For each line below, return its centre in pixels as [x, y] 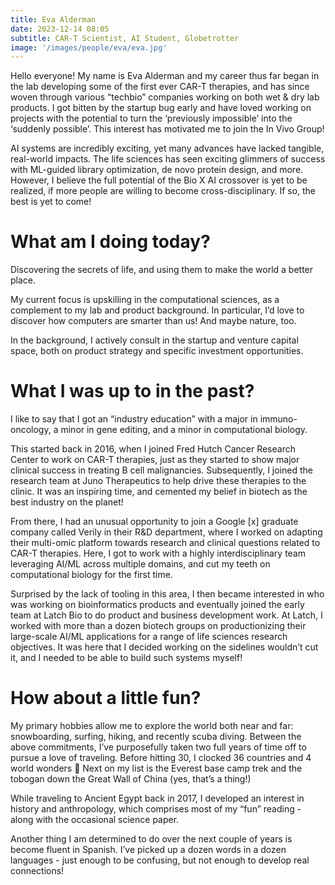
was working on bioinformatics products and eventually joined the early [157, 605]
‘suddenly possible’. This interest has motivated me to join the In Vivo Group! [167, 129]
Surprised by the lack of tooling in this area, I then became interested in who [167, 594]
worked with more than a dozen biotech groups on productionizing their [158, 626]
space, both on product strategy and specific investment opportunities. [157, 351]
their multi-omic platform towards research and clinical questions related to [165, 543]
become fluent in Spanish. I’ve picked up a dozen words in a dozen [148, 850]
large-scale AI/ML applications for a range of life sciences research [149, 637]
